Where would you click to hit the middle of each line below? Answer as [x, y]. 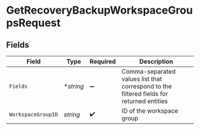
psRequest [33, 23]
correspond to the [147, 86]
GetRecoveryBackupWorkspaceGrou [100, 10]
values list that [142, 79]
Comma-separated [149, 72]
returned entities [145, 101]
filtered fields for [145, 94]
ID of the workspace [150, 111]
